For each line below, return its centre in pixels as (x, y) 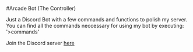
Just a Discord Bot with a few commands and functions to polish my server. (97, 19)
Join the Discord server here (40, 43)
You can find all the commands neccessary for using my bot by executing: (95, 26)
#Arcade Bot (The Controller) (41, 8)
